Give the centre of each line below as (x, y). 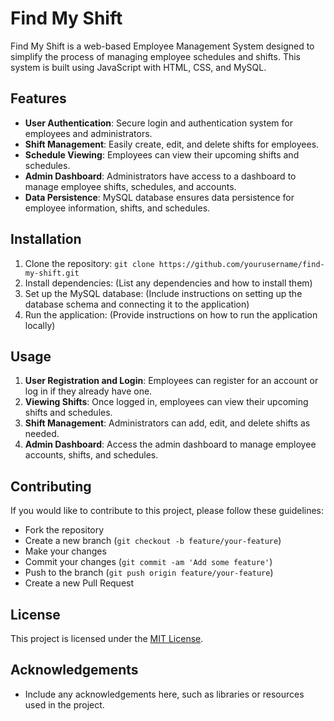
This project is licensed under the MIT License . (107, 638)
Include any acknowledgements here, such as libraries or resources (164, 694)
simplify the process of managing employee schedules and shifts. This (155, 56)
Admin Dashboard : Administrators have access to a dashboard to (160, 176)
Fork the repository (64, 530)
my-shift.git (52, 273)
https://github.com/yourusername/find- (241, 264)
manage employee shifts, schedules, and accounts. (130, 186)
